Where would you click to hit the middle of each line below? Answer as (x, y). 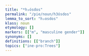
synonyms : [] (18, 37)
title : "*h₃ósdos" (24, 9)
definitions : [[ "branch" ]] (33, 41)
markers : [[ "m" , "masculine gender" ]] (45, 32)
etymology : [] (20, 28)
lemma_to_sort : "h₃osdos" (31, 19)
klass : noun (17, 23)
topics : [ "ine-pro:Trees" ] (33, 46)
